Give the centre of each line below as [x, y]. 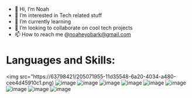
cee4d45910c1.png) [30, 83]
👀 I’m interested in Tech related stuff [58, 15]
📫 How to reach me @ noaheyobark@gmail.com [73, 34]
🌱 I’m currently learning [43, 21]
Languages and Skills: [61, 60]
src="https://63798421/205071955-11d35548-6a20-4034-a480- [98, 76]
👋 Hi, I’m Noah [32, 9]
